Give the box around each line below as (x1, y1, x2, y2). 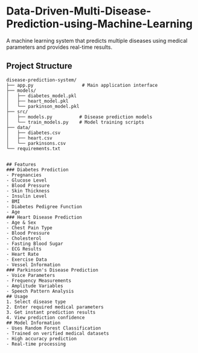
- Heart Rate (6, 251, 39, 257)
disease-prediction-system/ (6, 77, 77, 83)
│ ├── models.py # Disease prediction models (6, 113, 153, 120)
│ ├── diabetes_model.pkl (6, 92, 77, 99)
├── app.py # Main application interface (6, 82, 158, 88)
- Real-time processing (6, 341, 66, 347)
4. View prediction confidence (6, 314, 85, 320)
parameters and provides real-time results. (6, 43, 113, 51)
